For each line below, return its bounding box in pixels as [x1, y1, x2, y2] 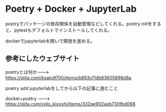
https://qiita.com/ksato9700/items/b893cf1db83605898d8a [5, 75, 132, 81]
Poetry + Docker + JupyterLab [5, 3, 137, 15]
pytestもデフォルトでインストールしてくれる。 [14, 27, 113, 33]
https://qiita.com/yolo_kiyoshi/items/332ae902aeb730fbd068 [5, 101, 136, 107]
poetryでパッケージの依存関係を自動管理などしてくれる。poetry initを [5, 20, 153, 27]
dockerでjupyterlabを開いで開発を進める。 [5, 38, 95, 44]
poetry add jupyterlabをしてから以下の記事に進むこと [5, 85, 118, 91]
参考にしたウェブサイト [5, 54, 79, 63]
